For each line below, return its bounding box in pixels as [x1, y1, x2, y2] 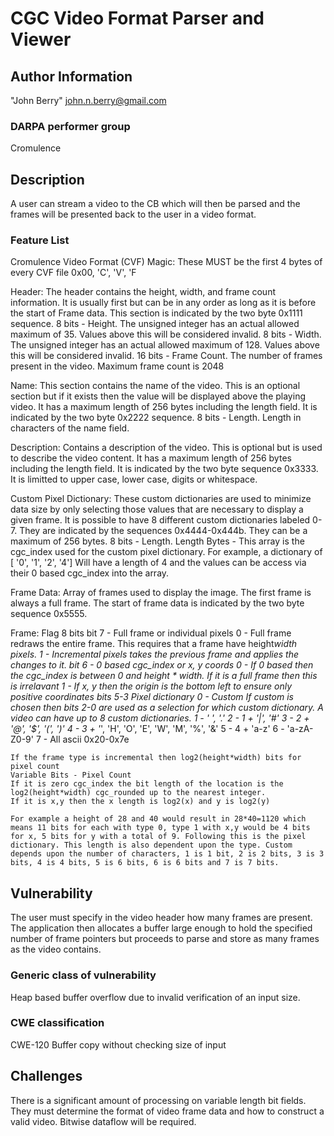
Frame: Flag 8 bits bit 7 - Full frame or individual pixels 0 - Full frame [10, 627, 292, 639]
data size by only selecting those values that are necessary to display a [10, 503, 304, 516]
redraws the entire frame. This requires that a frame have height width [10, 638, 298, 650]
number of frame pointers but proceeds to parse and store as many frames [10, 933, 320, 945]
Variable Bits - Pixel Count [10, 770, 132, 781]
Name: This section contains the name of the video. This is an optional [10, 380, 301, 392]
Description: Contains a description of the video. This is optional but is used [10, 442, 323, 454]
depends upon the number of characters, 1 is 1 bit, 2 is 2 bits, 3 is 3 [10, 849, 325, 859]
